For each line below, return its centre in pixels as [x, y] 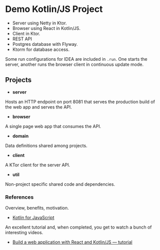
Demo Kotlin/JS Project [54, 9]
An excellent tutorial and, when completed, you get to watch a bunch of [79, 227]
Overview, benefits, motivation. [37, 208]
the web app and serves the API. [39, 107]
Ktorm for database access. [41, 49]
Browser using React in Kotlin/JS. [46, 28]
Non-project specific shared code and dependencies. [60, 184]
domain [20, 136]
